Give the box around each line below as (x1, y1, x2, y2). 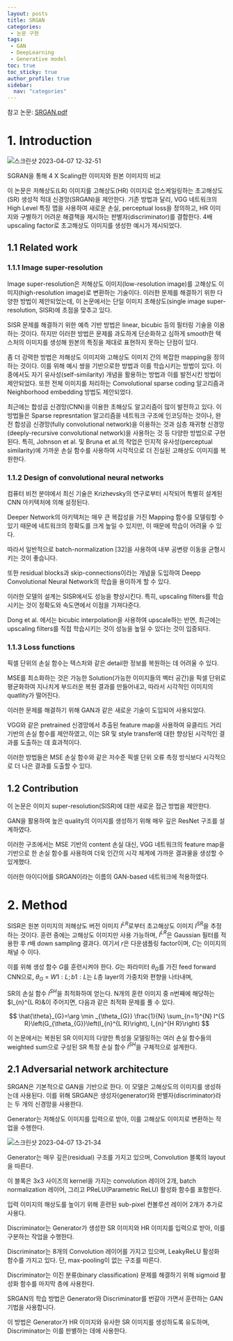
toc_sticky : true (7, 68, 58, 75)
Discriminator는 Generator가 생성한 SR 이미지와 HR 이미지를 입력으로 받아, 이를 (7, 1224, 226, 1232)
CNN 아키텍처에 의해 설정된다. (7, 498, 90, 506)
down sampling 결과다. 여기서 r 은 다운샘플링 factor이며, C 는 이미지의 (37, 939, 227, 948)
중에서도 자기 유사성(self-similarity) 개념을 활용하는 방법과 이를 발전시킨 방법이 (7, 370, 221, 379)
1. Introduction (7, 133, 93, 149)
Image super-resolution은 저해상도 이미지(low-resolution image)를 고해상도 (7, 280, 217, 288)
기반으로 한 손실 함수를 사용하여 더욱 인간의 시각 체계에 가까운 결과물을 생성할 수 (7, 849, 225, 858)
